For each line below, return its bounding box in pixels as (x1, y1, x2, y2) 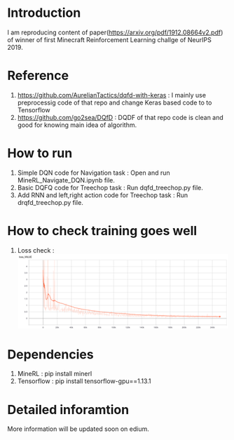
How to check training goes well (7, 223, 198, 239)
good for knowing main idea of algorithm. (17, 121, 137, 129)
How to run (7, 145, 73, 161)
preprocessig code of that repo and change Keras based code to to (17, 98, 212, 107)
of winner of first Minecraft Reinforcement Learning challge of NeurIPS (7, 35, 212, 44)
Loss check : (17, 246, 55, 254)
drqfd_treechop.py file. (17, 198, 84, 206)
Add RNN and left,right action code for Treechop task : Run (17, 191, 188, 199)
